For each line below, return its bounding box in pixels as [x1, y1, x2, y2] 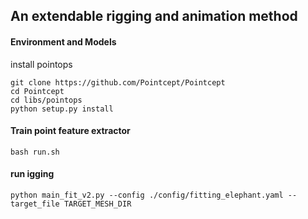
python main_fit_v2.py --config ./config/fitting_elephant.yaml [10, 190, 284, 200]
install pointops [10, 58, 73, 70]
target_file [10, 199, 60, 209]
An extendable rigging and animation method [10, 8, 298, 25]
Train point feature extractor [10, 125, 131, 137]
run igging [10, 168, 55, 180]
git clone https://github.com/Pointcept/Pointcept [10, 77, 226, 88]
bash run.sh [10, 147, 60, 157]
